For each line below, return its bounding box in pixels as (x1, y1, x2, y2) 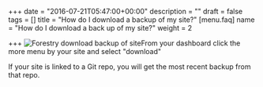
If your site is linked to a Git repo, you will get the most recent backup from (8, 62, 251, 71)
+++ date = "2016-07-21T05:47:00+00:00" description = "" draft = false (8, 7, 243, 16)
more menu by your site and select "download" (8, 47, 162, 56)
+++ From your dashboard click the (8, 38, 241, 48)
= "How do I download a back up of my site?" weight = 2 (8, 24, 193, 32)
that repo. (8, 71, 40, 79)
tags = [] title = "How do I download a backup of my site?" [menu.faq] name (8, 15, 255, 24)
